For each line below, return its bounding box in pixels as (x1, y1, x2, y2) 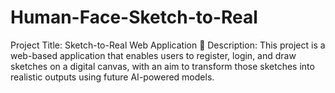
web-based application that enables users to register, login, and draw (10, 49, 297, 61)
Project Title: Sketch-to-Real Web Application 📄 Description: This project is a (10, 39, 326, 51)
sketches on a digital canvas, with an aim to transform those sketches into (10, 60, 315, 72)
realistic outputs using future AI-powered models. (10, 71, 215, 83)
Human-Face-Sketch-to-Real (10, 6, 258, 29)
